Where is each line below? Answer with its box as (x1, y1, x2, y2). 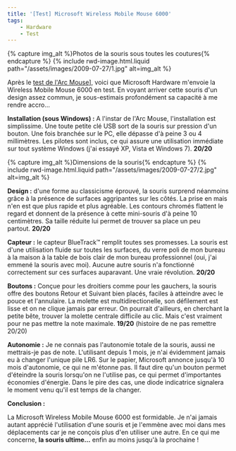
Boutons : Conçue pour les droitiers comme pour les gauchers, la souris (7, 282, 217, 291)
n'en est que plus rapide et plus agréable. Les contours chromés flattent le (7, 202, 224, 211)
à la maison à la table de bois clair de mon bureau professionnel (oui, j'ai (7, 253, 217, 262)
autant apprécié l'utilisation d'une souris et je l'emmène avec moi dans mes (7, 421, 226, 429)
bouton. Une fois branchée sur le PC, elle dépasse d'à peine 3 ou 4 (7, 129, 202, 138)
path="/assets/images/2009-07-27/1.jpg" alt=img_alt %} (7, 64, 172, 73)
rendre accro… (7, 100, 51, 110)
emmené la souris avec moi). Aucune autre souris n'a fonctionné (7, 261, 195, 269)
